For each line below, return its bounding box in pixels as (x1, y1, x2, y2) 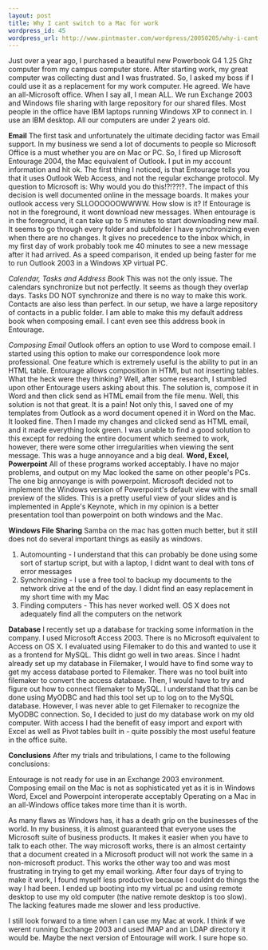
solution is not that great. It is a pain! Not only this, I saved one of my (8, 400, 234, 409)
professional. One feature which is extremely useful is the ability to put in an (8, 357, 258, 367)
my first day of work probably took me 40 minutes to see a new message (8, 241, 249, 251)
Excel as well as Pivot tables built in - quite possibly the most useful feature (8, 727, 256, 736)
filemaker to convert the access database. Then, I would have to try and (8, 676, 245, 685)
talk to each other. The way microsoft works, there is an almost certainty (8, 841, 246, 851)
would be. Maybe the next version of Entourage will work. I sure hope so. (8, 933, 249, 943)
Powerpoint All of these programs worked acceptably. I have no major (8, 459, 239, 469)
